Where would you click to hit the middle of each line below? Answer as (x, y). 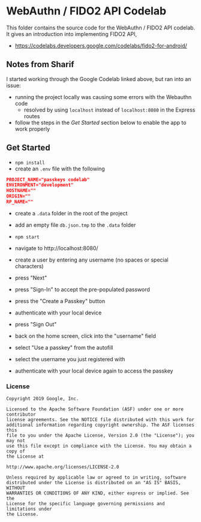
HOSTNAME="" (21, 191)
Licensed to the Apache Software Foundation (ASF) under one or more (95, 409)
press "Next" (31, 278)
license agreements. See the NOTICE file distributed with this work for (100, 420)
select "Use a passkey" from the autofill (64, 347)
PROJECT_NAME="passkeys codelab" (48, 179)
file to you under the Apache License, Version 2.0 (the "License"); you (100, 436)
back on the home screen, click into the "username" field (85, 336)
